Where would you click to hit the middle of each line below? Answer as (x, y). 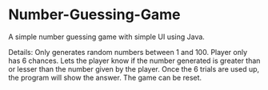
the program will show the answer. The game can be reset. (105, 77)
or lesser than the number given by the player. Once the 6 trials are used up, (134, 68)
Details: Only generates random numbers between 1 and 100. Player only (128, 52)
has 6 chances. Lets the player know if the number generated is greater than (134, 61)
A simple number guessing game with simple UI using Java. (107, 37)
